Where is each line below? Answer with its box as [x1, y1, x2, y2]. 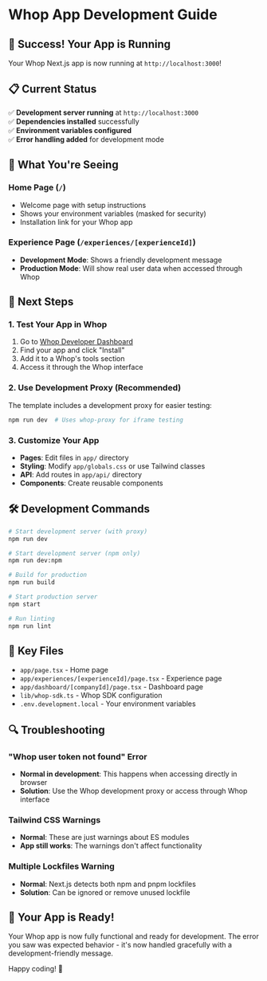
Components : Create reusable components [19, 478, 163, 488]
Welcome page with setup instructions [19, 200, 147, 210]
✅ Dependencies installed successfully [8, 116, 139, 126]
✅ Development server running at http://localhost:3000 [8, 108, 199, 117]
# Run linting [8, 614, 56, 622]
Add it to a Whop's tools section [19, 354, 125, 363]
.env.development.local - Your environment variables [19, 699, 197, 708]
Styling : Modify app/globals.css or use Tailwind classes [19, 461, 206, 471]
